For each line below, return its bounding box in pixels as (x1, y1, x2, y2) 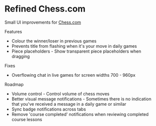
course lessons (11, 116, 42, 122)
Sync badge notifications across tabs (11, 106, 86, 112)
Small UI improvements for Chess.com (4, 19, 81, 25)
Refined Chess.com (4, 3, 86, 14)
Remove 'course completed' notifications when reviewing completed (11, 111, 149, 117)
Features (4, 28, 22, 34)
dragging (11, 53, 30, 59)
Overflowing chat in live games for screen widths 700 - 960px (11, 72, 136, 78)
